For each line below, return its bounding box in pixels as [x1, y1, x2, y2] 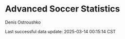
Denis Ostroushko [5, 19, 41, 25]
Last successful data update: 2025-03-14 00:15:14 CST [5, 28, 116, 34]
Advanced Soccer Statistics [5, 3, 120, 14]
